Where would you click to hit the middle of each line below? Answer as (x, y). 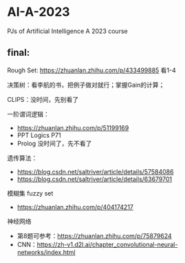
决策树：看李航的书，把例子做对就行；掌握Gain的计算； (86, 85)
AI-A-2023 (39, 12)
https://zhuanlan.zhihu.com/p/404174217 (75, 207)
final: (19, 53)
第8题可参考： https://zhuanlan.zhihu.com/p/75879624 (94, 235)
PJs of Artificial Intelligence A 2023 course (68, 31)
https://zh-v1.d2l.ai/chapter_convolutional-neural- (107, 244)
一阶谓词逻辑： (28, 114)
